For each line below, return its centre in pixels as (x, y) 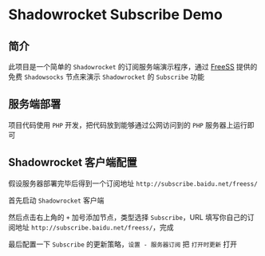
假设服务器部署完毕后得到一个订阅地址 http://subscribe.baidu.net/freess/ (133, 183)
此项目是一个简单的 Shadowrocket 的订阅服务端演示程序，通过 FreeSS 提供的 (133, 67)
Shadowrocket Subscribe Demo (116, 15)
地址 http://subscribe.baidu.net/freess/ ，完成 (94, 227)
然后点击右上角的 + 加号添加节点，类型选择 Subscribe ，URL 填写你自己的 (128, 217)
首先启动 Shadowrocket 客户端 (56, 200)
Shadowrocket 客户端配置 (73, 162)
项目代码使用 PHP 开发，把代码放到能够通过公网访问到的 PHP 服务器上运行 (128, 124)
